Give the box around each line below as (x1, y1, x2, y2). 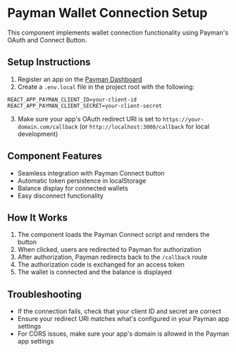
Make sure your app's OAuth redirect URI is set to (17, 114, 161, 123)
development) (17, 129, 58, 138)
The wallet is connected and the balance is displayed (17, 268, 172, 277)
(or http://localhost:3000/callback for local (79, 122, 210, 131)
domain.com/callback (17, 123, 78, 131)
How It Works (7, 212, 68, 224)
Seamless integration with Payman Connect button (17, 169, 165, 177)
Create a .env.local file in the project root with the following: (17, 83, 195, 91)
